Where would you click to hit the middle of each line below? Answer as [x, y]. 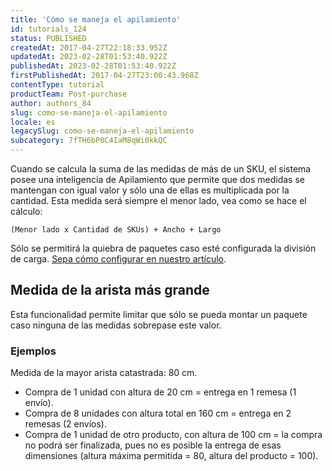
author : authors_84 [51, 103]
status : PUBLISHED [48, 38]
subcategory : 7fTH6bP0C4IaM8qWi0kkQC [89, 141]
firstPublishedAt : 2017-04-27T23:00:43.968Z [104, 76]
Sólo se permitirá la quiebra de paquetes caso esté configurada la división [163, 248]
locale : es [33, 122]
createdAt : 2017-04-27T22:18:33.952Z [89, 47]
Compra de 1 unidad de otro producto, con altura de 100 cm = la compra [173, 435]
